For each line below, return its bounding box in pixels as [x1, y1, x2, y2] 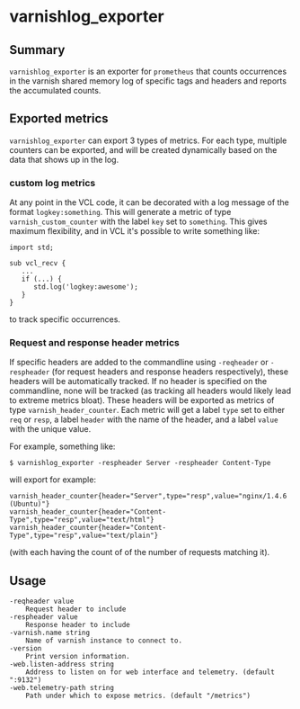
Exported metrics [9, 111, 110, 127]
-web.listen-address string [9, 660, 115, 669]
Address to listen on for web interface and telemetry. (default [25, 668, 276, 677]
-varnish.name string [9, 628, 91, 638]
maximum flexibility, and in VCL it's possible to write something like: [9, 226, 260, 237]
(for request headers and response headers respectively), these [51, 366, 289, 377]
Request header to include [25, 605, 127, 614]
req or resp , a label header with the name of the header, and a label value [9, 414, 278, 425]
